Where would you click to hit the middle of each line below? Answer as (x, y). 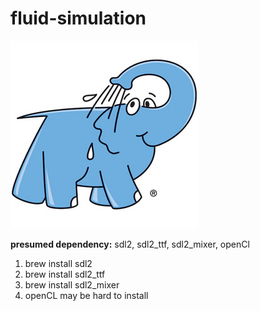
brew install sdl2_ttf (65, 274)
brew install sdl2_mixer (72, 284)
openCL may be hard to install (86, 295)
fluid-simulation (78, 18)
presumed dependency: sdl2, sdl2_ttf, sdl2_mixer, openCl (130, 244)
